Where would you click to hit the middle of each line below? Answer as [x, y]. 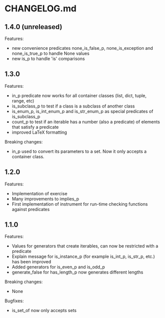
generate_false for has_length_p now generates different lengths [78, 272]
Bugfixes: [14, 301]
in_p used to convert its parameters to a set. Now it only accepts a [79, 151]
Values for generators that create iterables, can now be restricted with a [85, 246]
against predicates [31, 209]
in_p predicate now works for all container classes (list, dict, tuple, [79, 95]
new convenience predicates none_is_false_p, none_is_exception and [82, 48]
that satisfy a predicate [35, 127]
